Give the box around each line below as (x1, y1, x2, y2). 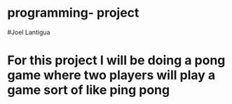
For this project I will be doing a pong (7, 52, 226, 68)
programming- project (7, 5, 139, 21)
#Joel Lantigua (7, 28, 50, 36)
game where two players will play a (7, 68, 216, 83)
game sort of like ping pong (7, 82, 170, 98)
